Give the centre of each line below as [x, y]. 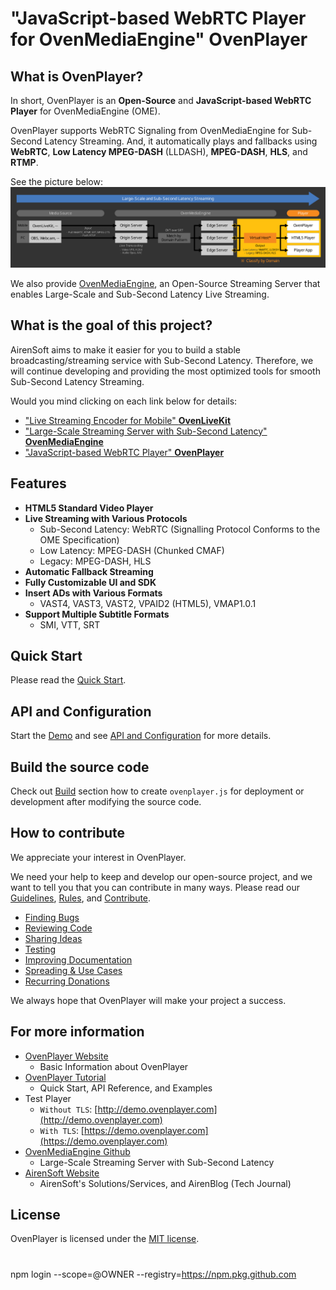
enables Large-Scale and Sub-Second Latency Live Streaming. [140, 294]
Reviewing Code [58, 928]
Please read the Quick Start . [68, 680]
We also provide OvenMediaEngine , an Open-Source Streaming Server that [165, 283]
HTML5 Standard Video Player [89, 508]
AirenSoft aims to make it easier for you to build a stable [125, 349]
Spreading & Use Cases [73, 970]
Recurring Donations [67, 981]
